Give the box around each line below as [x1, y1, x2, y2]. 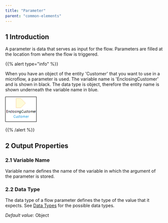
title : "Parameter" [5, 8, 46, 13]
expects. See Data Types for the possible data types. [5, 202, 115, 208]
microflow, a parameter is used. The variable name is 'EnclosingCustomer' [5, 76, 159, 82]
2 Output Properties [5, 141, 69, 150]
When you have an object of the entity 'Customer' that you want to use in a [5, 71, 160, 77]
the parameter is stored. [5, 173, 55, 179]
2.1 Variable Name [5, 156, 50, 163]
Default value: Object [5, 212, 49, 218]
